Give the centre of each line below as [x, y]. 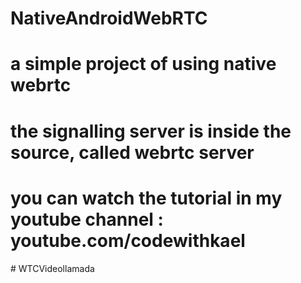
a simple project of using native [143, 64]
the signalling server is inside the [151, 131]
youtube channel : [87, 219]
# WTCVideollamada [52, 268]
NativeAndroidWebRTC [109, 18]
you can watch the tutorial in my [146, 198]
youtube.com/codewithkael [128, 240]
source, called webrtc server [132, 152]
